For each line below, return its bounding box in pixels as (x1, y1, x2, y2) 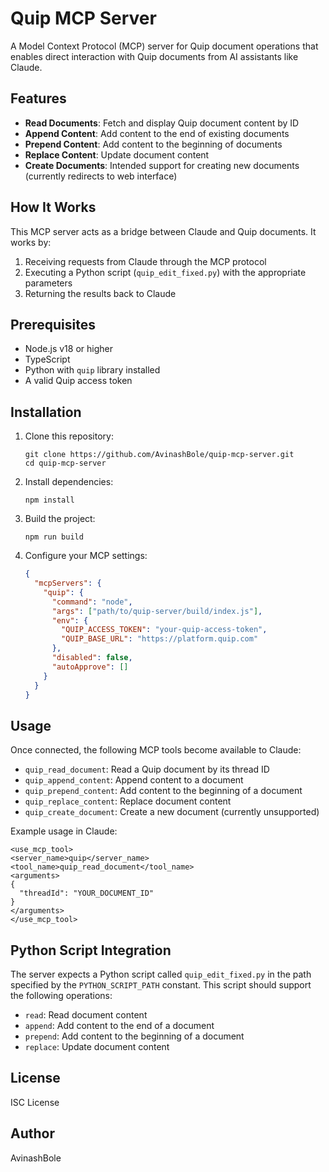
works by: (10, 236, 52, 248)
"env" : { (51, 615, 89, 626)
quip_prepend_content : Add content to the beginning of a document (24, 785, 303, 797)
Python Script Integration (10, 942, 172, 959)
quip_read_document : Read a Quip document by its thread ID (24, 763, 270, 776)
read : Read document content (24, 1009, 148, 1021)
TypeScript (24, 353, 71, 366)
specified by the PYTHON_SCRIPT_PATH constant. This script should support (10, 979, 312, 991)
